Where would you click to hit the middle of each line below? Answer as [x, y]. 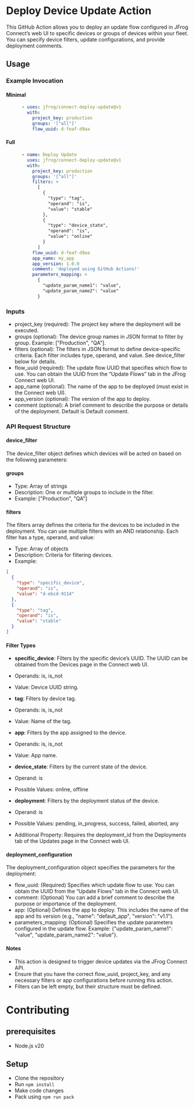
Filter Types [21, 645]
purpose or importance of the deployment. [66, 904]
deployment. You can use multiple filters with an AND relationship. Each [92, 531]
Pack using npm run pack [44, 1097]
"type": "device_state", [78, 226]
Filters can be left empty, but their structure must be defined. [88, 986]
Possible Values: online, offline [51, 789]
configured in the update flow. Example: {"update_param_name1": [93, 929]
